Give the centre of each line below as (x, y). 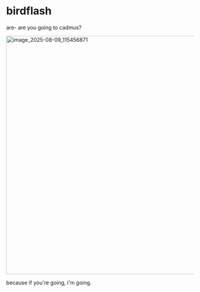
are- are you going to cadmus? (44, 27)
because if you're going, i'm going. (49, 282)
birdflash (29, 11)
